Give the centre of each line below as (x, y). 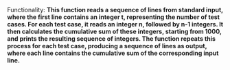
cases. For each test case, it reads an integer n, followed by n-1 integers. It (115, 24)
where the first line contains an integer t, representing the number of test (113, 17)
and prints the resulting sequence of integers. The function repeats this (112, 39)
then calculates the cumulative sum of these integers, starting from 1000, (114, 31)
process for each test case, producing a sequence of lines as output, (107, 46)
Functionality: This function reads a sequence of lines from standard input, (115, 10)
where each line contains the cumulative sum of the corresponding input (113, 53)
